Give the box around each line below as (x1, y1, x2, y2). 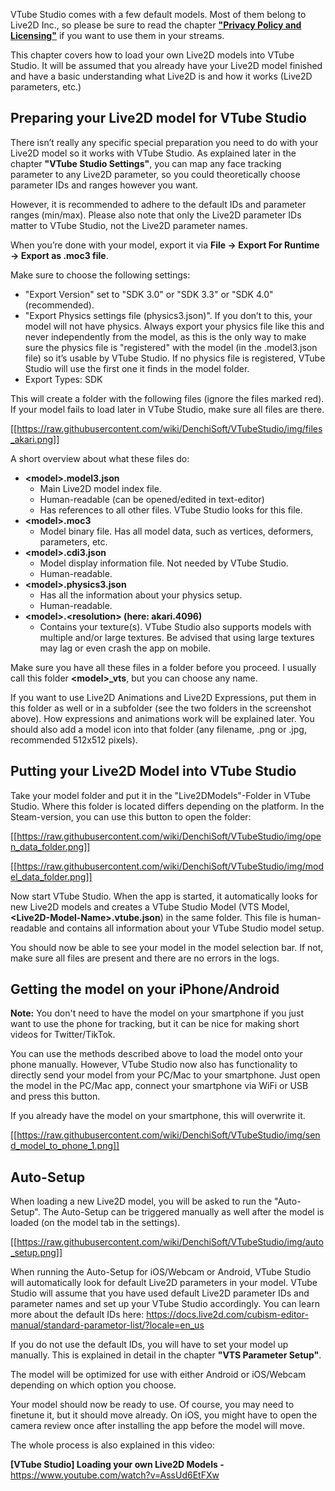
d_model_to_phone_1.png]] (10, 1140, 120, 1152)
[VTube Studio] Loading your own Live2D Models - (10, 1459, 225, 1471)
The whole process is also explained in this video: (10, 1439, 215, 1451)
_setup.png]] (10, 1247, 63, 1259)
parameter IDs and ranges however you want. (10, 179, 199, 191)
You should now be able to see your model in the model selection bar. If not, (10, 941, 324, 953)
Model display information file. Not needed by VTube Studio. (39, 557, 289, 569)
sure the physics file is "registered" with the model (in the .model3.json (24, 341, 318, 353)
